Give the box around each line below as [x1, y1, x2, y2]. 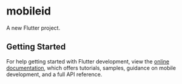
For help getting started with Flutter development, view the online [6, 57, 170, 65]
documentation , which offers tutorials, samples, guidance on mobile [6, 64, 176, 71]
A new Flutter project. [6, 24, 61, 31]
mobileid [6, 4, 52, 18]
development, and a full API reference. [6, 71, 103, 78]
